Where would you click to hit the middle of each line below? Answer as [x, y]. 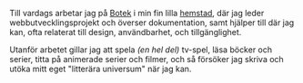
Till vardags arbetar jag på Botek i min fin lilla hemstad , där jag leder [137, 13]
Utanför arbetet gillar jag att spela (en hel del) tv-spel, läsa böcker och [141, 50]
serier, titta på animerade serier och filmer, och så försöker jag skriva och [146, 59]
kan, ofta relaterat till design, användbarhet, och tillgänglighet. [126, 32]
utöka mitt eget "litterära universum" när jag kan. [101, 69]
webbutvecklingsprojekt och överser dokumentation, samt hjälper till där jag [152, 23]
